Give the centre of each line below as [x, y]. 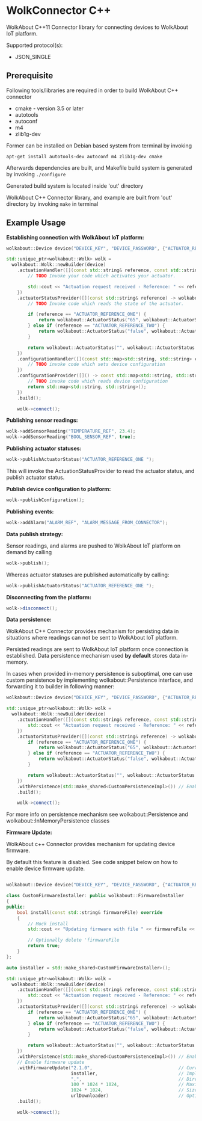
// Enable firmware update [51, 1062]
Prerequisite [30, 76]
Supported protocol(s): [35, 45]
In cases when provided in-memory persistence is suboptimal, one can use [99, 674]
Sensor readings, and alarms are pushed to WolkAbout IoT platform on [93, 546]
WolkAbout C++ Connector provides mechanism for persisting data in [93, 631]
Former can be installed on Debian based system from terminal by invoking [99, 146]
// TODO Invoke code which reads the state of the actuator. [106, 304]
